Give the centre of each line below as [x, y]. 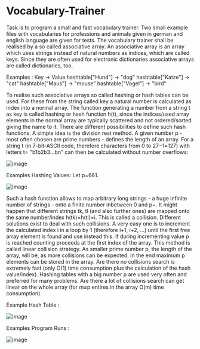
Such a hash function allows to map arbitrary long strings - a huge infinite [97, 198]
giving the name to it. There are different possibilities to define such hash [96, 126]
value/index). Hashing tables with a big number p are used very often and [96, 274]
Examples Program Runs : [38, 328]
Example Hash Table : [33, 305]
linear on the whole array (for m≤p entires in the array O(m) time [85, 287]
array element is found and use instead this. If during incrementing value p [98, 236]
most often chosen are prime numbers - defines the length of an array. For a [100, 139]
